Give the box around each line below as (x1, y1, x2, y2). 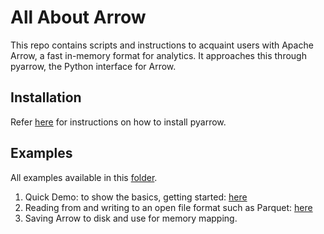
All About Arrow (10, 6, 147, 29)
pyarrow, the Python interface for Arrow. (10, 60, 177, 72)
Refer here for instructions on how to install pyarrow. (10, 116, 227, 128)
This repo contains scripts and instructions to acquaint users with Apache (10, 39, 314, 51)
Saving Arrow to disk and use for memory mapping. (24, 212, 238, 224)
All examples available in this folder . (10, 171, 158, 183)
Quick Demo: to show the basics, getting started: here (24, 191, 248, 203)
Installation (10, 89, 82, 106)
